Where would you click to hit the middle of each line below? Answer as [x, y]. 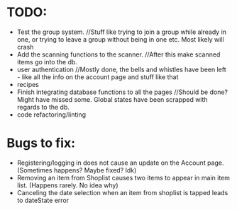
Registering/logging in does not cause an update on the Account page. [120, 163]
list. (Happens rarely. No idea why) [67, 185]
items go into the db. [47, 62]
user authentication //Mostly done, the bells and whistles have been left [121, 69]
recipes [28, 84]
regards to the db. [43, 107]
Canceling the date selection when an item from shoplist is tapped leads [122, 192]
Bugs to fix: [41, 143]
